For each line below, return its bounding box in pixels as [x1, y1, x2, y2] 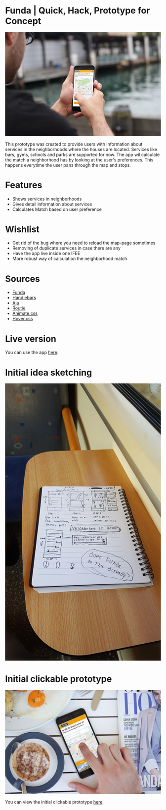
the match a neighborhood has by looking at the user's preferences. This [5, 156, 154, 163]
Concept [5, 15, 41, 27]
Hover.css [12, 316, 33, 322]
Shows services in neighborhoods [12, 196, 82, 202]
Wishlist [5, 223, 40, 235]
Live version [5, 333, 57, 344]
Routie [12, 305, 26, 311]
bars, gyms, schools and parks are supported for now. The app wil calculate [5, 152, 160, 157]
